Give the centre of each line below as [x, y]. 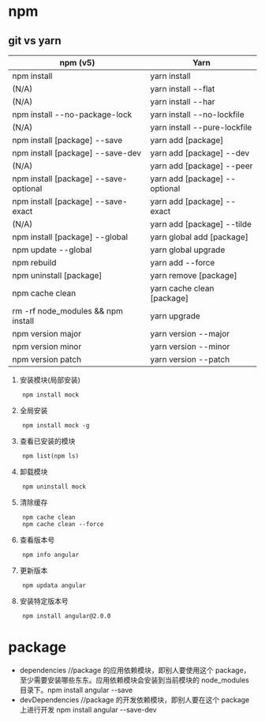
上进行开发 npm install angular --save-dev [88, 709]
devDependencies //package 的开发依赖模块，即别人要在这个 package [134, 699]
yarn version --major [190, 334]
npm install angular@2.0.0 [67, 616]
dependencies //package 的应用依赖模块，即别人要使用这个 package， [135, 670]
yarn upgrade [175, 316]
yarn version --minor [190, 346]
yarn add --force [182, 263]
